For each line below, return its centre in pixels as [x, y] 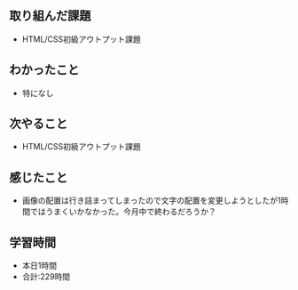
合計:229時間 [46, 277]
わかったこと [44, 70]
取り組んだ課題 [50, 16]
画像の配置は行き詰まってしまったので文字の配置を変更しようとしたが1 [151, 201]
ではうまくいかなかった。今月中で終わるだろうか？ [123, 212]
